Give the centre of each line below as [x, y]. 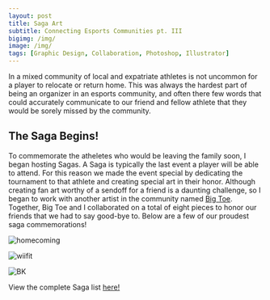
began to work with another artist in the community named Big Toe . [120, 198]
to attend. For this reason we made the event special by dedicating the [126, 173]
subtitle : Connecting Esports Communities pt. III [95, 31]
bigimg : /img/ [32, 38]
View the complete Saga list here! [64, 287]
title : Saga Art [36, 23]
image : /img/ [30, 46]
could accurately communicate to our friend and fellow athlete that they [128, 102]
